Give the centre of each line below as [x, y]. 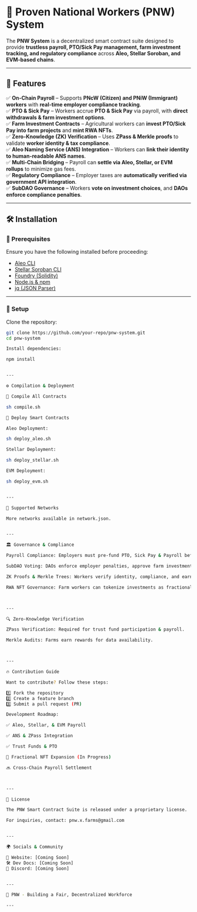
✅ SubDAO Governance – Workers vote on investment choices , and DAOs [97, 188]
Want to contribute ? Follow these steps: [57, 682]
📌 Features [26, 84]
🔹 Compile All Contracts [36, 396]
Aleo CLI [25, 263]
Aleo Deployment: [27, 428]
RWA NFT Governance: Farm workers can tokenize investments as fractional [99, 587]
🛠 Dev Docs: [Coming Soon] [40, 863]
